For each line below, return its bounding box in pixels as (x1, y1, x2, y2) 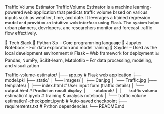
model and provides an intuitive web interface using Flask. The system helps (5, 20, 160, 25)
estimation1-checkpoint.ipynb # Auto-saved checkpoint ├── (5, 98, 127, 104)
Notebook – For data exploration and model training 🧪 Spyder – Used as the (5, 45, 157, 50)
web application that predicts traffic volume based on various (23, 9, 148, 15)
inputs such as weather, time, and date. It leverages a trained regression (5, 15, 151, 20)
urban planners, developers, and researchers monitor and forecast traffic (5, 25, 153, 31)
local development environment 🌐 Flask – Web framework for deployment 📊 (5, 50, 160, 56)
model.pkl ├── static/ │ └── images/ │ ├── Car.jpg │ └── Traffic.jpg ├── (5, 77, 157, 83)
